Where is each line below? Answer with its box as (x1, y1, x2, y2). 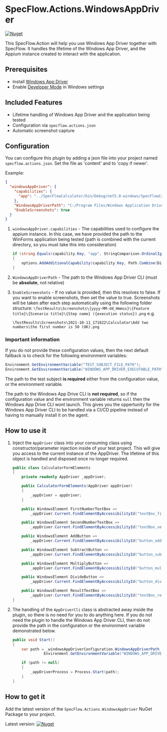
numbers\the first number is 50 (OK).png (12, 324, 99, 330)
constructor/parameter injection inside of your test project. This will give (12, 445, 161, 451)
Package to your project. (5, 711, 56, 717)
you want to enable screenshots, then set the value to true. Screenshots (12, 294, 160, 300)
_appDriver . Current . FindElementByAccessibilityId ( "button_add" (30, 539, 164, 544)
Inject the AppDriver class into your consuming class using (12, 440, 132, 446)
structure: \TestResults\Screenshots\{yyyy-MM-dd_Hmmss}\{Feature (12, 305, 150, 311)
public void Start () (12, 637, 55, 642)
